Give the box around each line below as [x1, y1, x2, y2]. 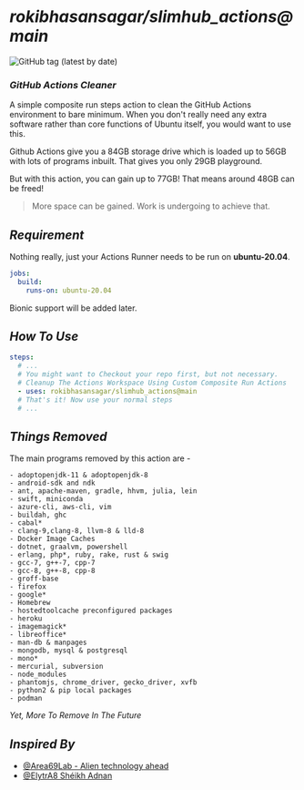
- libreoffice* [9, 631, 67, 640]
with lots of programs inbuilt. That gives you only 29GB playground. [9, 156, 263, 167]
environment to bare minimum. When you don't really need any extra [9, 109, 267, 120]
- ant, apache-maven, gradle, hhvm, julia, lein [9, 487, 198, 496]
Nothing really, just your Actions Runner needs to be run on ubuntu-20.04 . [9, 251, 291, 262]
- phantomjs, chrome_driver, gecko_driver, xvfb [9, 678, 198, 687]
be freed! [9, 183, 44, 194]
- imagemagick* [9, 622, 67, 631]
